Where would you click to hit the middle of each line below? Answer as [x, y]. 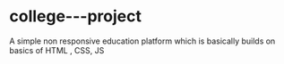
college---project [75, 16]
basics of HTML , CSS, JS [57, 50]
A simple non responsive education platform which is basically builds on [142, 41]
